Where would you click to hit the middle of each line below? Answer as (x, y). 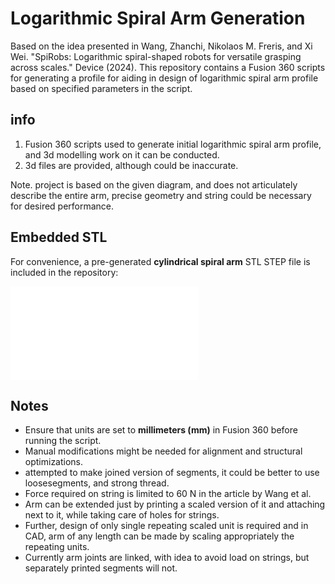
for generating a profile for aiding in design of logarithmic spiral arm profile (164, 78)
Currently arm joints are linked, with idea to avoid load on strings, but (167, 558)
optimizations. (54, 462)
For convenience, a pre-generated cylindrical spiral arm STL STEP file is (160, 261)
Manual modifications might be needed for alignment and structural (163, 451)
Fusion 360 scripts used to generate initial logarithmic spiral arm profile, (173, 144)
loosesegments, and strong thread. (97, 483)
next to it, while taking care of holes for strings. (122, 515)
